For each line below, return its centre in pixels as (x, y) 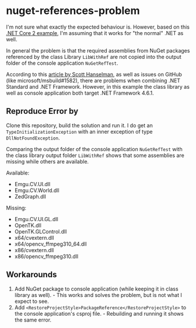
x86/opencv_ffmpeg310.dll (46, 256)
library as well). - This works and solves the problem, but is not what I (98, 295)
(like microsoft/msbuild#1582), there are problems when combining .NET (93, 81)
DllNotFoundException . (33, 138)
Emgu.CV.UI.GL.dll (36, 219)
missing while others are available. (48, 161)
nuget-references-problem (73, 11)
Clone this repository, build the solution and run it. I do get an (79, 125)
